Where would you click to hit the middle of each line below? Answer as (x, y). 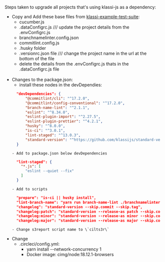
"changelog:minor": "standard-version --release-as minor (77, 216)
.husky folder (33, 48)
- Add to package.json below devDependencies (59, 153)
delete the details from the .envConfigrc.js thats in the (74, 64)
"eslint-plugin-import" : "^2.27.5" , (63, 117)
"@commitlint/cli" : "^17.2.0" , (57, 98)
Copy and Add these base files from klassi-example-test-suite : (76, 17)
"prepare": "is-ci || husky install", (56, 198)
